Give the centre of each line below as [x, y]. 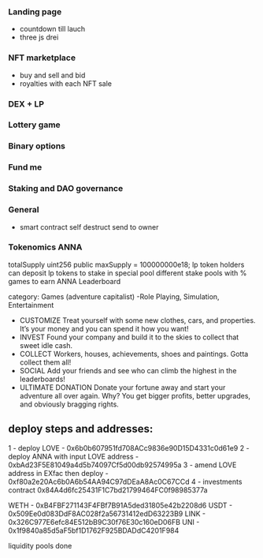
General [24, 210]
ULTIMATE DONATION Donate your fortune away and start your [122, 387]
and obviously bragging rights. [69, 404]
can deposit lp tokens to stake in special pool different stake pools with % [128, 273]
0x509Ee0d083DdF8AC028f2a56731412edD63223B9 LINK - [107, 513]
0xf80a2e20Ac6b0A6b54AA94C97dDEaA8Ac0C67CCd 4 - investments [125, 481]
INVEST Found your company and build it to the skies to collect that [129, 337]
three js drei [39, 37]
